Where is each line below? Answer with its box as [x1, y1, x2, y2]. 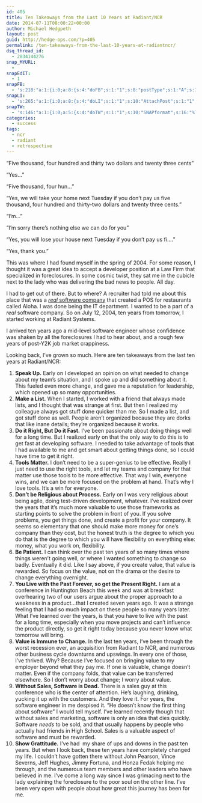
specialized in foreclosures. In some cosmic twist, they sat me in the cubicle [6, 272, 195, 279]
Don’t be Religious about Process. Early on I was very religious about [14, 490, 188, 498]
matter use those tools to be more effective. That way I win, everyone [14, 471, 188, 478]
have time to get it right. [14, 452, 74, 460]
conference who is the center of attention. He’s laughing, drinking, [14, 689, 179, 696]
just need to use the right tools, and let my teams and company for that [14, 465, 191, 472]
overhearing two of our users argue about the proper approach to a [14, 593, 182, 600]
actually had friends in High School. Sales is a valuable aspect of [14, 727, 176, 734]
